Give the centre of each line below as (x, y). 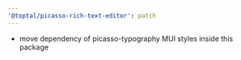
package (34, 47)
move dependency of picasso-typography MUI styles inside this (126, 38)
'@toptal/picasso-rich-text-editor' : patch (82, 16)
